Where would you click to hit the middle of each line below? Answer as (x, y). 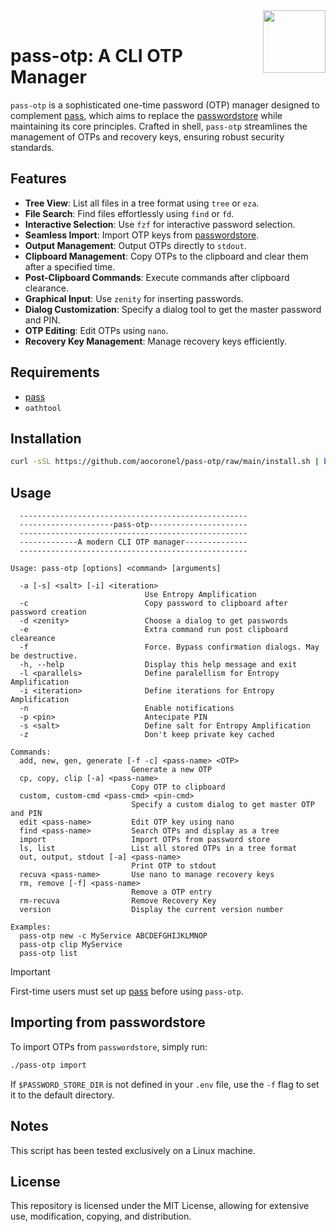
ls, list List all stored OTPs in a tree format (158, 849)
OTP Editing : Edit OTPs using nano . (96, 330)
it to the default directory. (62, 1095)
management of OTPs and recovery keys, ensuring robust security (147, 136)
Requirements (55, 372)
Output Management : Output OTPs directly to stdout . (135, 245)
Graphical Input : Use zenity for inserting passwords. (134, 298)
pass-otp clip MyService (71, 945)
